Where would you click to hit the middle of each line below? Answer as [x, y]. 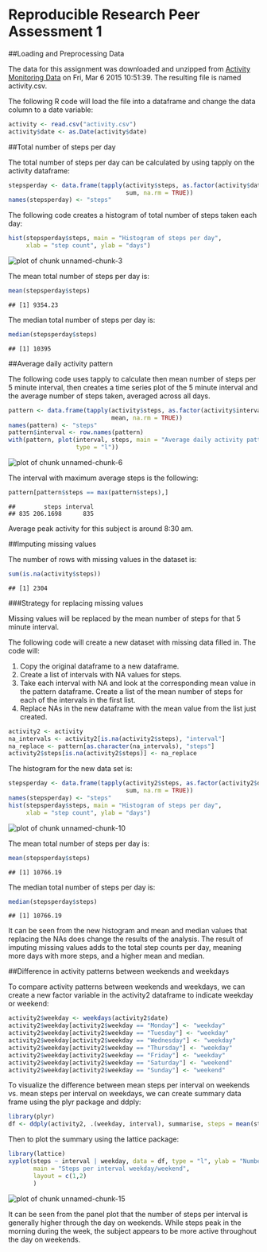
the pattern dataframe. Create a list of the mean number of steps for [132, 691]
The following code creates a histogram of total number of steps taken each [132, 215]
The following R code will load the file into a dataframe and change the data [132, 101]
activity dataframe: [39, 171]
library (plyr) [32, 1117]
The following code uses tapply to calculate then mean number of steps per [132, 378]
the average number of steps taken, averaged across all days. [109, 396]
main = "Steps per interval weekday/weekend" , [112, 1169]
